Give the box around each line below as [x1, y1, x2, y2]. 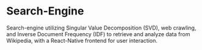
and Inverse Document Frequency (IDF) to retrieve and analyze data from [6, 30, 190, 37]
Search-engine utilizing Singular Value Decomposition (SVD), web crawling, [6, 24, 197, 31]
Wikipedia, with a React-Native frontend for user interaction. [6, 37, 157, 44]
